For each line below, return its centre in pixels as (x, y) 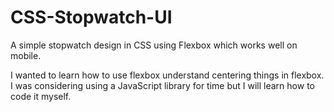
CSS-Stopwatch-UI (91, 17)
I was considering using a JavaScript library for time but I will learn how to (162, 85)
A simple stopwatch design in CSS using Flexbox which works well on (154, 45)
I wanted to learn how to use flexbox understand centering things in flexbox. (167, 75)
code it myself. (41, 96)
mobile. (26, 55)
